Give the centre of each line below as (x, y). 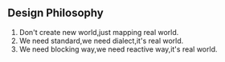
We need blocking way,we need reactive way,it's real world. (118, 49)
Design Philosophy (55, 13)
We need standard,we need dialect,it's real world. (101, 41)
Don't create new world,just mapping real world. (99, 32)
